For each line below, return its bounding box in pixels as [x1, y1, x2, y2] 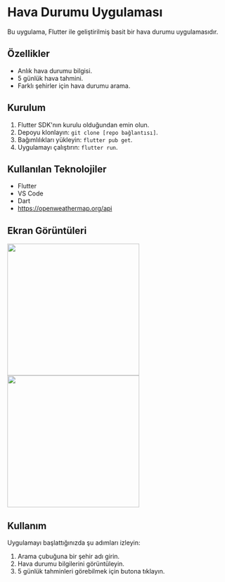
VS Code [17, 189, 44, 198]
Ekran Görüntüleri [7, 224, 87, 236]
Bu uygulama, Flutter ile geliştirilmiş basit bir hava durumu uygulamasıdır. [7, 27, 219, 36]
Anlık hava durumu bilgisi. [17, 66, 93, 75]
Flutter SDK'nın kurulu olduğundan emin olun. [17, 120, 150, 129]
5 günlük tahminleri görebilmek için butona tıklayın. [17, 567, 165, 575]
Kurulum [7, 102, 46, 114]
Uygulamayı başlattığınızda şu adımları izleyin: [7, 538, 141, 547]
